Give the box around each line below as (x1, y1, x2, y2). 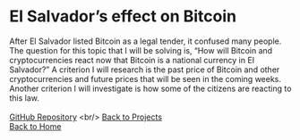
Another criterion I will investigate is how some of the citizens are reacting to (9, 83, 292, 94)
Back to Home (9, 120, 62, 131)
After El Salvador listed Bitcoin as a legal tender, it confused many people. (9, 36, 282, 46)
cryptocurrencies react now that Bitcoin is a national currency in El (9, 54, 255, 65)
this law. (9, 92, 40, 103)
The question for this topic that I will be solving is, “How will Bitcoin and (9, 45, 273, 55)
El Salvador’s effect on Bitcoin (9, 6, 237, 27)
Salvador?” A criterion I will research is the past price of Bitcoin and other (9, 64, 280, 75)
